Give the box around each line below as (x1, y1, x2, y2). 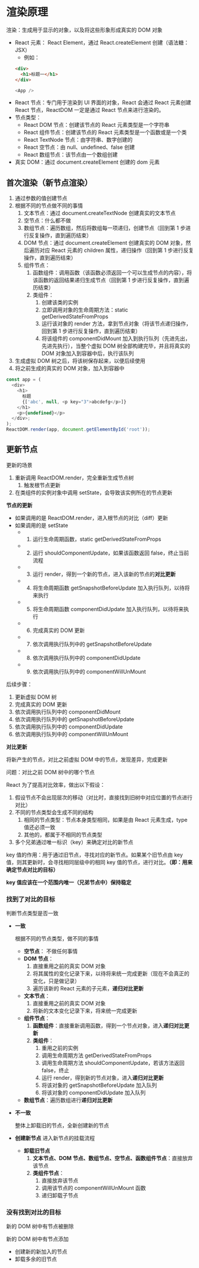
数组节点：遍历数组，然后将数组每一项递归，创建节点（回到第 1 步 (23, 225, 186, 232)
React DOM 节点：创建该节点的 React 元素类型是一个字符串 (23, 121, 170, 129)
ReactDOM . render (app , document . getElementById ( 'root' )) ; (6, 426, 151, 432)
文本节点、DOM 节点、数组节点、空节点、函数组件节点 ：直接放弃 (32, 1155, 193, 1162)
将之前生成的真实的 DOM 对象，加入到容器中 (14, 364, 125, 372)
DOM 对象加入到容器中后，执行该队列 (41, 350, 134, 357)
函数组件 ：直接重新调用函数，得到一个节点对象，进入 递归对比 (32, 1022, 185, 1029)
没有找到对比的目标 (6, 1208, 61, 1217)
